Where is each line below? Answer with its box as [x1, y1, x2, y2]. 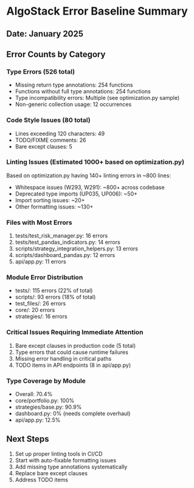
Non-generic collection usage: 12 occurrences [15, 101, 132, 108]
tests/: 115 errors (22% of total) [15, 287, 93, 294]
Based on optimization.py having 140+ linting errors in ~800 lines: [6, 172, 171, 179]
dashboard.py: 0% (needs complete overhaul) [15, 410, 131, 417]
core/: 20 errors [15, 306, 55, 314]
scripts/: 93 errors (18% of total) [15, 294, 96, 301]
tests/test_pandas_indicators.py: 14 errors [15, 239, 120, 246]
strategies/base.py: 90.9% [15, 403, 82, 411]
